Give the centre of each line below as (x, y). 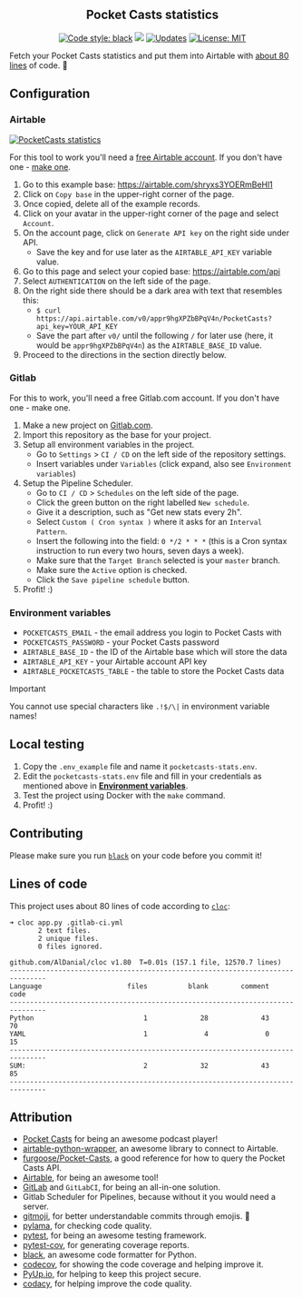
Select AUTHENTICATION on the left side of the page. (117, 281)
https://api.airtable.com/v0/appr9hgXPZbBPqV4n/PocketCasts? (154, 318)
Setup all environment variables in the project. (108, 444)
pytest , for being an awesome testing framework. (114, 1235)
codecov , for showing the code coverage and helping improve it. (143, 1264)
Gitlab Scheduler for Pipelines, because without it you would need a (149, 1197)
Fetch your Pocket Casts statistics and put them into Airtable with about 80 (149, 55)
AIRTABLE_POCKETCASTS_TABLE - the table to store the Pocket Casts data (153, 671)
